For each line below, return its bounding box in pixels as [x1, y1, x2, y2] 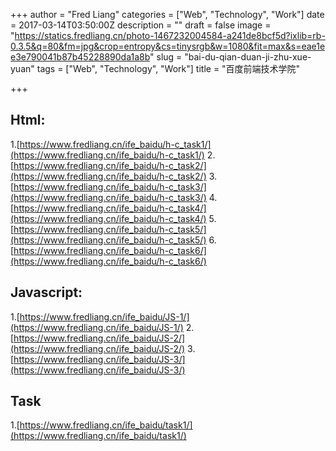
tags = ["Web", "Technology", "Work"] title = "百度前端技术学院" [36, 63, 301, 74]
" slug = [149, 51, 183, 63]
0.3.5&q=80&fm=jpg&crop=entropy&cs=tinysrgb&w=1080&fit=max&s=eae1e [10, 40, 326, 52]
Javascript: [10, 284, 83, 301]
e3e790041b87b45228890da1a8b [10, 51, 151, 63]
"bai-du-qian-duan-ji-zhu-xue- [184, 51, 312, 63]
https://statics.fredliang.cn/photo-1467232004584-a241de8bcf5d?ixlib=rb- [14, 30, 326, 41]
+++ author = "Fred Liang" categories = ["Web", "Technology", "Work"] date [10, 9, 325, 20]
